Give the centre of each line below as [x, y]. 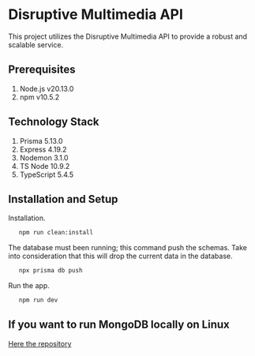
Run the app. [29, 286]
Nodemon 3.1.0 [44, 157]
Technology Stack [54, 122]
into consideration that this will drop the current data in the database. [120, 256]
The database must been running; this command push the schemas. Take [127, 248]
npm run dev [38, 300]
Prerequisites [42, 70]
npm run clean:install [56, 233]
